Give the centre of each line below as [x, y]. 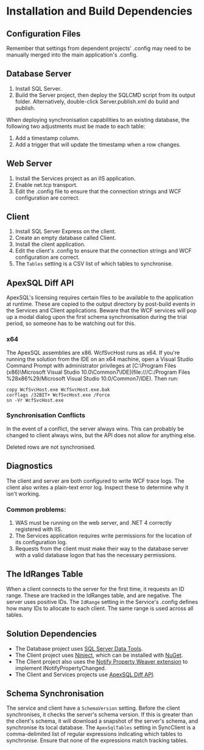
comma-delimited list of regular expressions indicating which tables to [94, 734]
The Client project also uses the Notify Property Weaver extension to [101, 661]
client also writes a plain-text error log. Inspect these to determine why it [97, 487]
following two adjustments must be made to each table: [76, 126]
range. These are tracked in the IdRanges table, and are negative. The [94, 595]
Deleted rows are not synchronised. [51, 447]
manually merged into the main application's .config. [72, 55]
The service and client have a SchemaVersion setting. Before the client [93, 708]
